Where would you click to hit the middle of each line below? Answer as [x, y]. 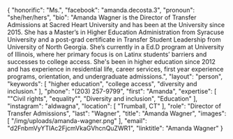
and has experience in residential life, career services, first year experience [115, 69]
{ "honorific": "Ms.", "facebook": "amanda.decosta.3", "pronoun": [101, 10]
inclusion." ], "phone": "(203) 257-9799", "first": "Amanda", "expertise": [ [112, 91]
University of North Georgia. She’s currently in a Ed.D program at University [116, 47]
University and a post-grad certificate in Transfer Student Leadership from [114, 40]
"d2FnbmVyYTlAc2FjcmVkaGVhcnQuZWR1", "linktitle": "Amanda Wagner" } [115, 128]
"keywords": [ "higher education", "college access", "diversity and [102, 84]
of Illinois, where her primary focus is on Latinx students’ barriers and [107, 54]
